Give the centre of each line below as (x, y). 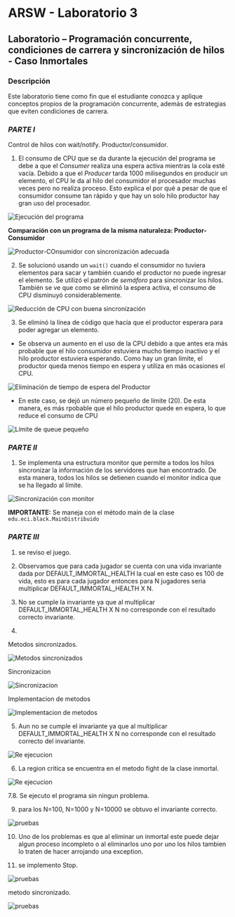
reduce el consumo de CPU (58, 416)
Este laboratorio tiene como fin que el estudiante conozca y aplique (105, 96)
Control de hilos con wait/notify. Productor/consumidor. (88, 145)
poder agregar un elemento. (59, 330)
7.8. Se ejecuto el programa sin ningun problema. (79, 795)
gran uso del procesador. (54, 203)
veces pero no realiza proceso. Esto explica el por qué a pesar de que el (122, 189)
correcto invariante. (47, 616)
